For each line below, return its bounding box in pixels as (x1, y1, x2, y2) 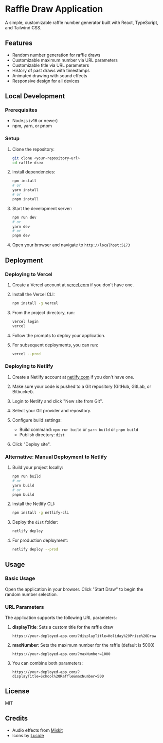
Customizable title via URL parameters (12, 62, 89, 68)
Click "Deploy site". (12, 441, 51, 447)
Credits (5, 714, 28, 722)
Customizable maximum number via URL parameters (12, 57, 118, 63)
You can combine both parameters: (12, 660, 83, 666)
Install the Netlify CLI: (12, 501, 55, 507)
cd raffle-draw (12, 160, 43, 165)
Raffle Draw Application (5, 3, 103, 15)
